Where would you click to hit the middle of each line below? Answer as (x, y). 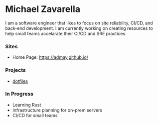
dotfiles (20, 81)
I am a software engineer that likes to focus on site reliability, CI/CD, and (79, 23)
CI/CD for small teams (35, 115)
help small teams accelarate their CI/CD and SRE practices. (66, 33)
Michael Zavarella (43, 9)
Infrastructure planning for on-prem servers (57, 110)
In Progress (19, 94)
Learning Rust (27, 105)
